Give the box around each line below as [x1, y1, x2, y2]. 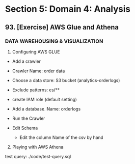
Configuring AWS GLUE [12, 49, 60, 55]
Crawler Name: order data [12, 68, 65, 74]
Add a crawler [12, 58, 41, 64]
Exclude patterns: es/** [12, 87, 60, 93]
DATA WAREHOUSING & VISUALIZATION [5, 38, 104, 45]
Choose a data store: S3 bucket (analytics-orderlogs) [12, 77, 120, 83]
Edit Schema [12, 125, 38, 131]
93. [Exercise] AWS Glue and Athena [5, 23, 119, 31]
